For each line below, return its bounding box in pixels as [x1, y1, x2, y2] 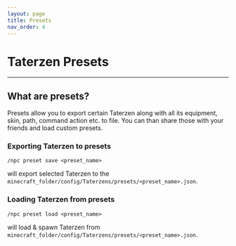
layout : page [7, 10, 46, 18]
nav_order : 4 [7, 23, 46, 30]
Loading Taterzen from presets [7, 195, 115, 205]
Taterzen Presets [7, 53, 109, 70]
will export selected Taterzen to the [7, 169, 110, 178]
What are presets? [7, 90, 90, 102]
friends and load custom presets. [7, 124, 103, 132]
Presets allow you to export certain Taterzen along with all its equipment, [7, 109, 218, 117]
